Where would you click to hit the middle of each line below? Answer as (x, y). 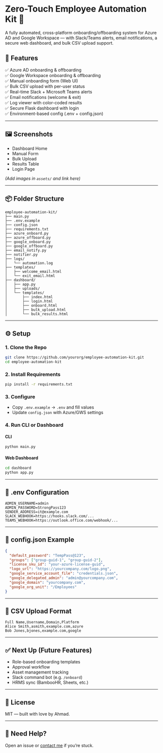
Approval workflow (31, 667)
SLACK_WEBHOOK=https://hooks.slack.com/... (50, 516)
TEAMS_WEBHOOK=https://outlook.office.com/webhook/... (62, 521)
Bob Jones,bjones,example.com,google (43, 631)
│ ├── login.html (29, 302)
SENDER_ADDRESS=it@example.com (37, 512)
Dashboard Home (30, 148)
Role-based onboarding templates (46, 662)
